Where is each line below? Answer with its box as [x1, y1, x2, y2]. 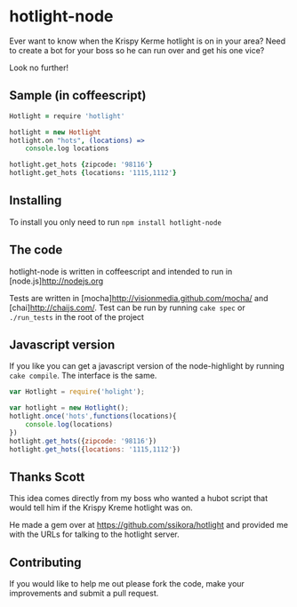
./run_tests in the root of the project [9, 311, 145, 322]
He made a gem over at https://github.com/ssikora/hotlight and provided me [9, 520, 289, 531]
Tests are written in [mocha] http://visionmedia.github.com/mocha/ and [9, 292, 269, 303]
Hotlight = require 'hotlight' [9, 111, 125, 121]
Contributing [9, 555, 82, 570]
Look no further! [9, 62, 69, 73]
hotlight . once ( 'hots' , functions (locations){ [9, 411, 177, 421]
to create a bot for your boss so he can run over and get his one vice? [9, 44, 265, 55]
